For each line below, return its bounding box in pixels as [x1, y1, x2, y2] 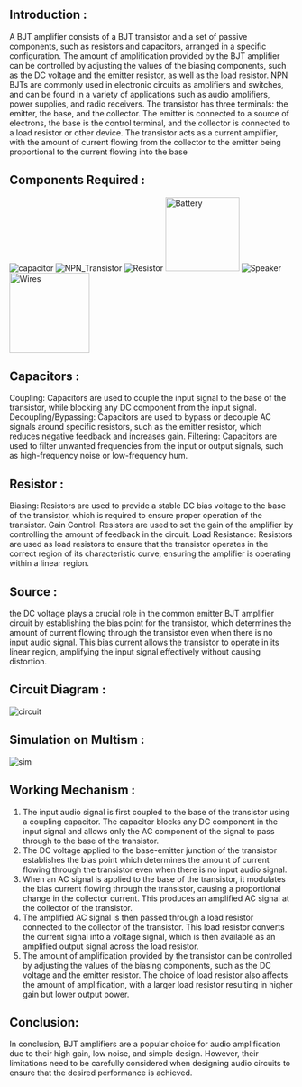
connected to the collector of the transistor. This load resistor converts [22, 921, 286, 933]
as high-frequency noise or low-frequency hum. [9, 451, 188, 461]
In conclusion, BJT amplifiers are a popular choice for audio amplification [9, 1038, 281, 1050]
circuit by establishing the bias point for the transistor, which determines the [9, 618, 292, 628]
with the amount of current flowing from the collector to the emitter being [9, 136, 281, 147]
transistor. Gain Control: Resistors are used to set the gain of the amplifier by [9, 519, 294, 531]
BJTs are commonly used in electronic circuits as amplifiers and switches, [9, 79, 284, 89]
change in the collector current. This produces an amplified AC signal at [22, 893, 290, 904]
